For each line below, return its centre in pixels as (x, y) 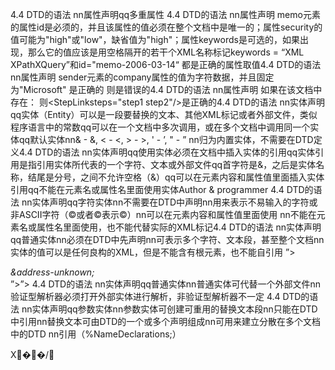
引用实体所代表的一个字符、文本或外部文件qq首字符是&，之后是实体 (176, 164)
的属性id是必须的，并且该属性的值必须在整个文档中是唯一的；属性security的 (166, 27)
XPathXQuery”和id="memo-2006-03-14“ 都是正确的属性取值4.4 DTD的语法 (166, 64)
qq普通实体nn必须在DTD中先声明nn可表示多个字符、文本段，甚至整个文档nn (167, 239)
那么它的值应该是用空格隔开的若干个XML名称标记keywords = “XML (166, 52)
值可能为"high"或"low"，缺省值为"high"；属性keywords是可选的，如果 (155, 39)
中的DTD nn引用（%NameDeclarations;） (96, 334)
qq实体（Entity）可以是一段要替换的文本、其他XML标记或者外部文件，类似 (164, 114)
